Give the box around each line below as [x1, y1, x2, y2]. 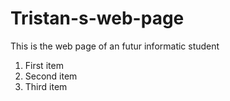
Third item [24, 80, 68, 92]
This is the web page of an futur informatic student [10, 40, 220, 52]
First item [24, 59, 64, 71]
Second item [24, 70, 78, 82]
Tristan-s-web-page [10, 7, 185, 30]
